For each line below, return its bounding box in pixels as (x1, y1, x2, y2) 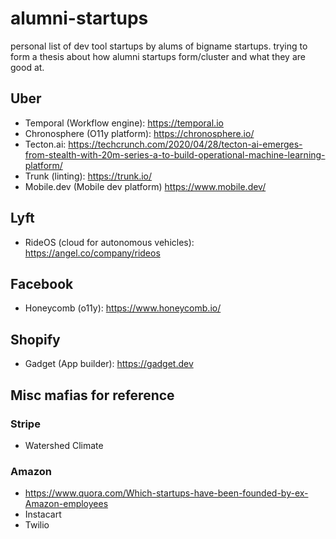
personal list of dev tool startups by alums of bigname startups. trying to (10, 40, 308, 52)
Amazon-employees (24, 498, 109, 510)
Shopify (10, 331, 61, 348)
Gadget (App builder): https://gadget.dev (24, 358, 194, 370)
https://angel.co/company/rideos (24, 247, 161, 259)
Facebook (10, 275, 74, 292)
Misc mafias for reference (10, 387, 175, 404)
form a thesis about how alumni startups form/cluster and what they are (10, 50, 306, 62)
